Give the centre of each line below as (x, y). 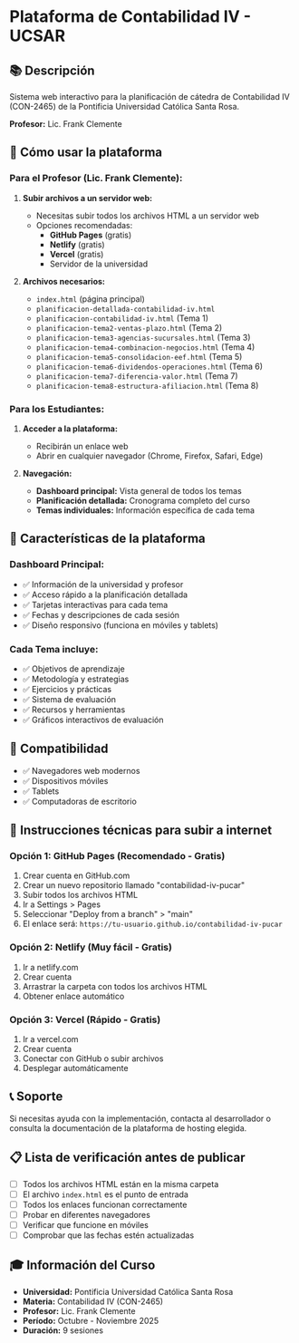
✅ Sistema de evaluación (69, 699)
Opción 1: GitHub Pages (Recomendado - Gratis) (117, 856)
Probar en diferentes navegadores (87, 1214)
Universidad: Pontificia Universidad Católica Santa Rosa (128, 1291)
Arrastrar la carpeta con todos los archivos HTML (115, 986)
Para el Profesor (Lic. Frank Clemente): (96, 179)
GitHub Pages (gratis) (91, 235)
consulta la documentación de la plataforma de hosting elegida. (128, 1128)
